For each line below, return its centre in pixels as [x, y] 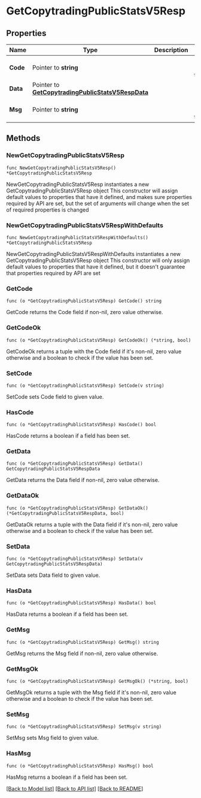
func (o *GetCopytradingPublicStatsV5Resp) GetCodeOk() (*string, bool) [99, 340]
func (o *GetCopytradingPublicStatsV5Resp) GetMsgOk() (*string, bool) [97, 681]
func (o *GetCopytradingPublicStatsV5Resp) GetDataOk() [77, 508]
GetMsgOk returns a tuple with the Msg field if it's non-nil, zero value [91, 692]
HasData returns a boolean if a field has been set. [67, 614]
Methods [23, 138]
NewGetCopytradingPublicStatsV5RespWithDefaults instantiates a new [93, 254]
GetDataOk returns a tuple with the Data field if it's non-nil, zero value [92, 524]
